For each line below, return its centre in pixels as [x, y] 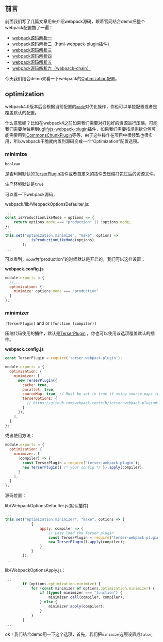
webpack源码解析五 [32, 62]
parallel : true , [39, 390]
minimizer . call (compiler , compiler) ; [86, 597]
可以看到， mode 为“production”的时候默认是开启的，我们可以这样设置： [75, 259]
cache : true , [36, 385]
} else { [48, 602]
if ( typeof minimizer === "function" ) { [81, 593]
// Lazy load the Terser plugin [81, 533]
